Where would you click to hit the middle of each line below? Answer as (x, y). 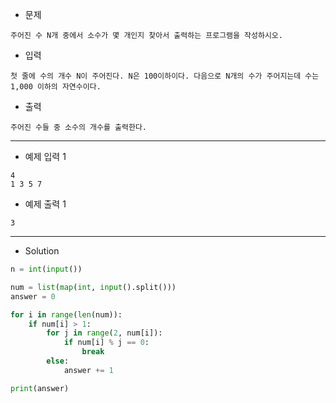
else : (58, 361)
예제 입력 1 (45, 156)
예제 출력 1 (45, 204)
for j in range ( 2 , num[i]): (104, 333)
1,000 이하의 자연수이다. (56, 87)
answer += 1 (88, 370)
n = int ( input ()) (46, 269)
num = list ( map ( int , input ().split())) (93, 287)
